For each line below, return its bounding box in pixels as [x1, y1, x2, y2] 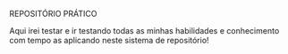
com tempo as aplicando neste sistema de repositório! [9, 35, 209, 45]
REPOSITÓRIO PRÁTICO [9, 9, 97, 19]
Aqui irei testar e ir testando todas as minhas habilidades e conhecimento [9, 26, 280, 35]
